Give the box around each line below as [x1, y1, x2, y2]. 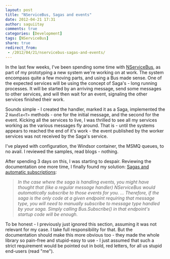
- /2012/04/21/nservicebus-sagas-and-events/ [7, 50, 106, 55]
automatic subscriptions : [5, 169, 57, 175]
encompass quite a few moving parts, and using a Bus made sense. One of [5, 75, 162, 81]
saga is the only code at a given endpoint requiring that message [17, 195, 155, 201]
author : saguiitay [5, 21, 44, 27]
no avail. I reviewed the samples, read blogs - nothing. [5, 148, 119, 154]
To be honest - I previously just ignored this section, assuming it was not [5, 221, 157, 227]
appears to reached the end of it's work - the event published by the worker [5, 127, 164, 134]
